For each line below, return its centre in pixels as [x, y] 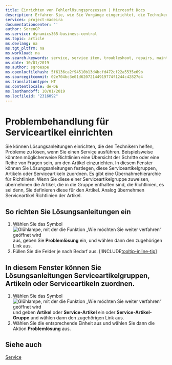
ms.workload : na [23, 53]
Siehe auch [24, 345]
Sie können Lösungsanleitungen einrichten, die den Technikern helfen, [80, 146]
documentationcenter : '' [32, 24]
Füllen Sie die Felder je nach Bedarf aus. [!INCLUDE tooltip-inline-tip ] [85, 252]
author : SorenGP [23, 29]
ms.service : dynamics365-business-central [51, 34]
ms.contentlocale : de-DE [32, 86]
